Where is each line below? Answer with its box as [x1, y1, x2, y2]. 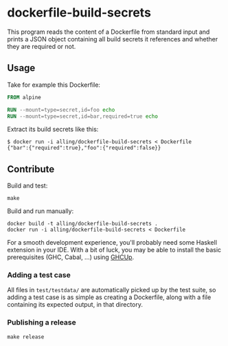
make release [7, 333, 45, 340]
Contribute [7, 163, 55, 175]
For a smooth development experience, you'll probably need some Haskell [7, 238, 218, 247]
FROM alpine [7, 94, 41, 101]
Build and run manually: [7, 207, 74, 215]
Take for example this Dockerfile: [7, 81, 101, 89]
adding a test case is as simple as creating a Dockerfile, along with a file [7, 293, 212, 301]
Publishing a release [7, 318, 77, 327]
